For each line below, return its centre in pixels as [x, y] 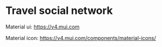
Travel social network [59, 11]
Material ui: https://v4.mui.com [43, 27]
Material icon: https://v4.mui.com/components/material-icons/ [81, 38]
